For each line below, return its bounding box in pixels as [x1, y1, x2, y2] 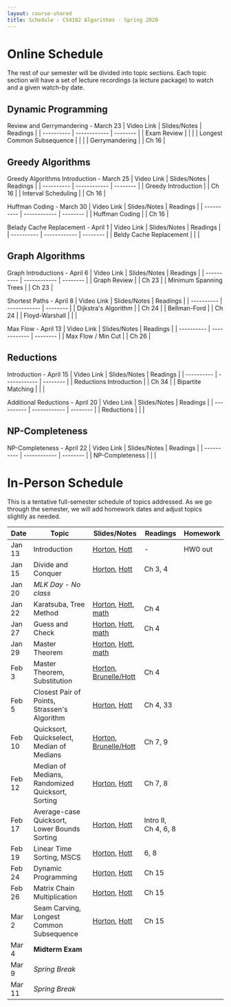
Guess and [33, 619, 69, 629]
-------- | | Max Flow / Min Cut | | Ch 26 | [34, 332, 151, 340]
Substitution [33, 676, 73, 686]
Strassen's [33, 705, 68, 714]
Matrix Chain [33, 884, 75, 893]
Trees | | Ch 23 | [7, 283, 54, 291]
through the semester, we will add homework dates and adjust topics [7, 505, 203, 513]
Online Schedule [7, 46, 104, 62]
